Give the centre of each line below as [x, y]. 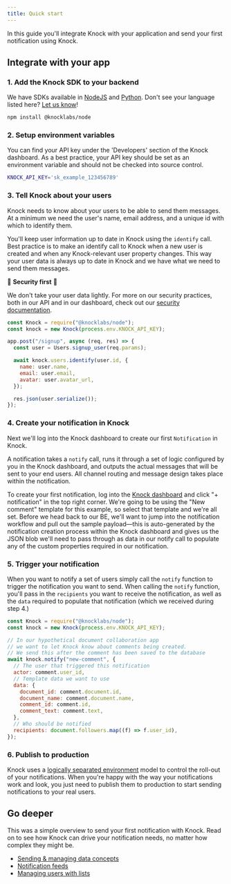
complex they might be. [41, 845]
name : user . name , [45, 367]
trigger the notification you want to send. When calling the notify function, [113, 586]
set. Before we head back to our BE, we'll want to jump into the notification [113, 517]
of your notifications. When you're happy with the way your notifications [110, 777]
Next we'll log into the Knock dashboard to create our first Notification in [112, 438]
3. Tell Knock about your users [59, 196]
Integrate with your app [59, 63]
